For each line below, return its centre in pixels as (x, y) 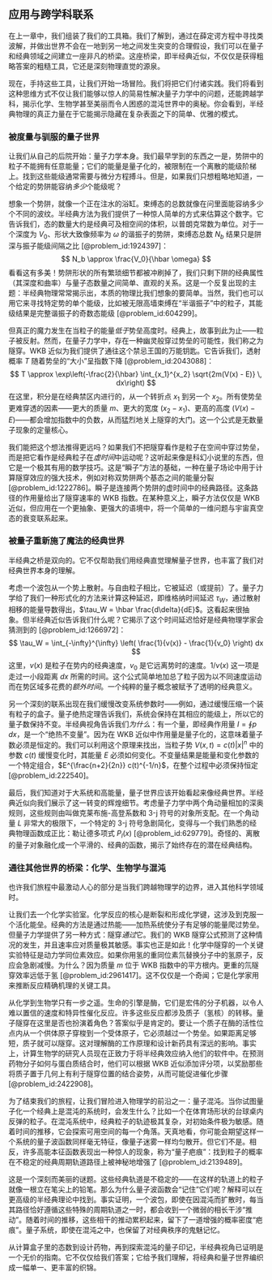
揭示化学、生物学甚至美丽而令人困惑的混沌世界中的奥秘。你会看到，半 (139, 103)
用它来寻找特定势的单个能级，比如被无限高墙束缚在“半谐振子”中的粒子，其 (132, 303)
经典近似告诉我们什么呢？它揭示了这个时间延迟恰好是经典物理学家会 (150, 619)
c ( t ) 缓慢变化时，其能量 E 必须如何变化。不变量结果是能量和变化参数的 (141, 755)
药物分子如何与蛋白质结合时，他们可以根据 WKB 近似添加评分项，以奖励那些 (136, 1064)
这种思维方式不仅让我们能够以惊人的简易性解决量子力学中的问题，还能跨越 (132, 93)
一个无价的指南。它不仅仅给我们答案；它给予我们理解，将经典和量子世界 (129, 1257)
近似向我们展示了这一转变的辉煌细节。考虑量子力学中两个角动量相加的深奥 (139, 803)
